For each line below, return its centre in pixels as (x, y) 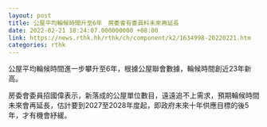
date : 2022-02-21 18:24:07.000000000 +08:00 (83, 30)
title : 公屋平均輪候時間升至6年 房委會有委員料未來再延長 (94, 23)
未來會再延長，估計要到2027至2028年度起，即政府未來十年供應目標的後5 (129, 106)
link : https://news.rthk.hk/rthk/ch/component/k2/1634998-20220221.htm (130, 38)
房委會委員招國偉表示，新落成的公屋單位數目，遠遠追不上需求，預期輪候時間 (134, 95)
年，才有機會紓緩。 (40, 115)
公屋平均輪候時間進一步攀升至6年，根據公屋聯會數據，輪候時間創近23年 (126, 69)
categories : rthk (37, 45)
